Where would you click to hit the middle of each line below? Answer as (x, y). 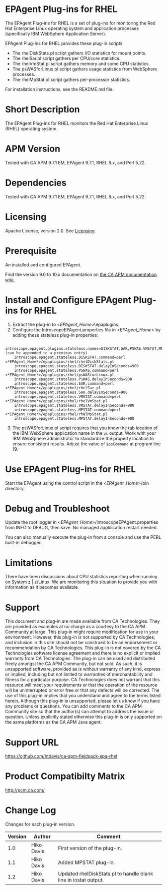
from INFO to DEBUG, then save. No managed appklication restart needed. (82, 528)
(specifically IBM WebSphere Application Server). (56, 33)
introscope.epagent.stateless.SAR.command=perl (64, 383)
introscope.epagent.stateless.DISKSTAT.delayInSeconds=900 (77, 366)
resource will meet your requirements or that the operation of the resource (81, 685)
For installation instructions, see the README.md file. (60, 89)
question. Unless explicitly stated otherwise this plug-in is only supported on (83, 717)
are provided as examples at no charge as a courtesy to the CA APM (75, 627)
